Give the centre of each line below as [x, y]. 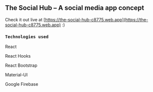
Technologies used [27, 37]
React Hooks [18, 56]
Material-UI [16, 75]
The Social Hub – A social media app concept [75, 8]
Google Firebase [22, 84]
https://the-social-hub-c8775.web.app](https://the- [97, 19]
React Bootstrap [21, 65]
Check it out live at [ [25, 19]
